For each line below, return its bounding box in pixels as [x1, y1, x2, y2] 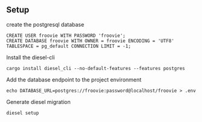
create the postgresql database [6, 21, 85, 28]
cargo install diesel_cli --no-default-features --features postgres [6, 65, 186, 71]
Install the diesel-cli [6, 54, 55, 61]
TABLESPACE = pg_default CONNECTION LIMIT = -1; [6, 43, 131, 49]
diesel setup [6, 110, 39, 116]
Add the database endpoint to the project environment [6, 75, 142, 83]
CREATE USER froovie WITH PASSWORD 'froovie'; [6, 33, 126, 39]
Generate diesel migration [6, 98, 71, 105]
